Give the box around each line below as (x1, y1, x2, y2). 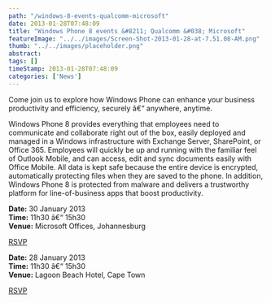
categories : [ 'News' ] (8, 72, 82, 80)
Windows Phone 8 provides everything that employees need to (8, 119, 220, 128)
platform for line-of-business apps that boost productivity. (8, 188, 203, 197)
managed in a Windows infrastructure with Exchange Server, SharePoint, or (8, 136, 262, 146)
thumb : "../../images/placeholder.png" (8, 42, 144, 50)
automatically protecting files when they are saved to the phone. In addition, (8, 171, 263, 180)
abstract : (8, 50, 42, 58)
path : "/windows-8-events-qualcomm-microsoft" (8, 11, 169, 20)
